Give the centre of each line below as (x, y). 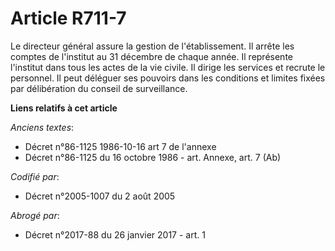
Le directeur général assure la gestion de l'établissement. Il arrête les (152, 46)
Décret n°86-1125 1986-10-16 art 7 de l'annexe (120, 146)
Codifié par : (35, 176)
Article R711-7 (68, 18)
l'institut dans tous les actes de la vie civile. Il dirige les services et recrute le (168, 67)
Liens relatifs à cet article (64, 108)
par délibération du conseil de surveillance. (99, 88)
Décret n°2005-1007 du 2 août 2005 (100, 196)
